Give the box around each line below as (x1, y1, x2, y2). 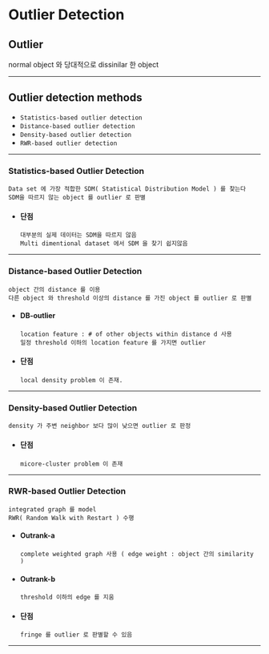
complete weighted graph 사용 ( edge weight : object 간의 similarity (19, 551, 254, 559)
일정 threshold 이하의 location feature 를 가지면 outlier (19, 338, 207, 346)
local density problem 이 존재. (19, 377, 123, 385)
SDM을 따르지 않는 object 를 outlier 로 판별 (8, 194, 147, 202)
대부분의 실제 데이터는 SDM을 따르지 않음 (19, 231, 138, 240)
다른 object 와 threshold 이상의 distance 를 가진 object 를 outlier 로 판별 (8, 294, 252, 302)
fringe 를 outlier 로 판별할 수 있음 (19, 631, 133, 639)
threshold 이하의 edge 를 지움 (19, 593, 114, 602)
